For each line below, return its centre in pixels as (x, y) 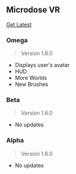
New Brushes (31, 85)
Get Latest (19, 24)
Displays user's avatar (42, 65)
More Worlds (31, 78)
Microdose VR (33, 10)
